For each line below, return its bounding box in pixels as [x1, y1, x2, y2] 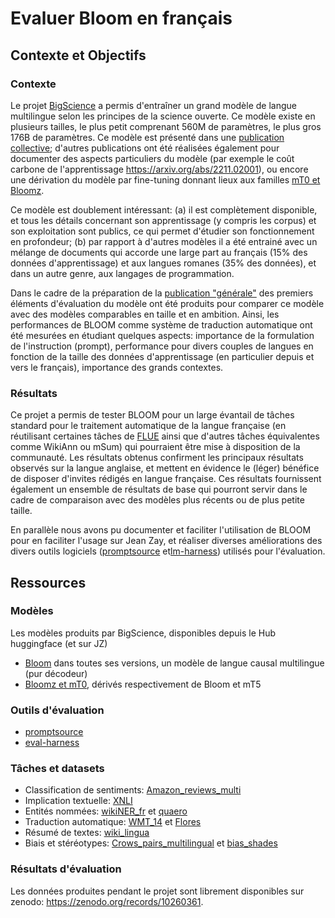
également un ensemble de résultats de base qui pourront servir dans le [10, 483, 308, 496]
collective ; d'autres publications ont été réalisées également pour [10, 142, 280, 154]
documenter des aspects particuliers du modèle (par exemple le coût [10, 152, 295, 164]
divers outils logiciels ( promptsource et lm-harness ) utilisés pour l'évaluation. [10, 545, 326, 557]
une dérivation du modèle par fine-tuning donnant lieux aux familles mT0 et [10, 173, 321, 186]
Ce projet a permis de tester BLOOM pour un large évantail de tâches [10, 409, 295, 421]
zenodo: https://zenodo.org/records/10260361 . [10, 895, 204, 907]
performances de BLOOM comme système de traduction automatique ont [10, 318, 313, 331]
